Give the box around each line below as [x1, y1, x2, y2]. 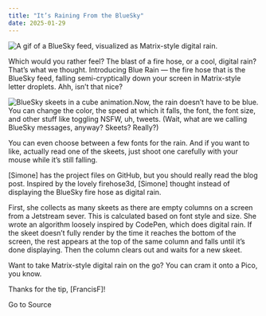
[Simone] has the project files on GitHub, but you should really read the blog [8, 170, 259, 180]
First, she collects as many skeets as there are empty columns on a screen [8, 202, 253, 212]
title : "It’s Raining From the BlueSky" [8, 11, 145, 20]
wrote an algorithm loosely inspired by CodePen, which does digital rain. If [8, 220, 252, 229]
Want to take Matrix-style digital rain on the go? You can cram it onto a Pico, [8, 260, 258, 270]
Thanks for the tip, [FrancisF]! [8, 284, 106, 294]
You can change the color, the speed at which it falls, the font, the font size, [8, 105, 256, 115]
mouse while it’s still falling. [8, 154, 98, 164]
